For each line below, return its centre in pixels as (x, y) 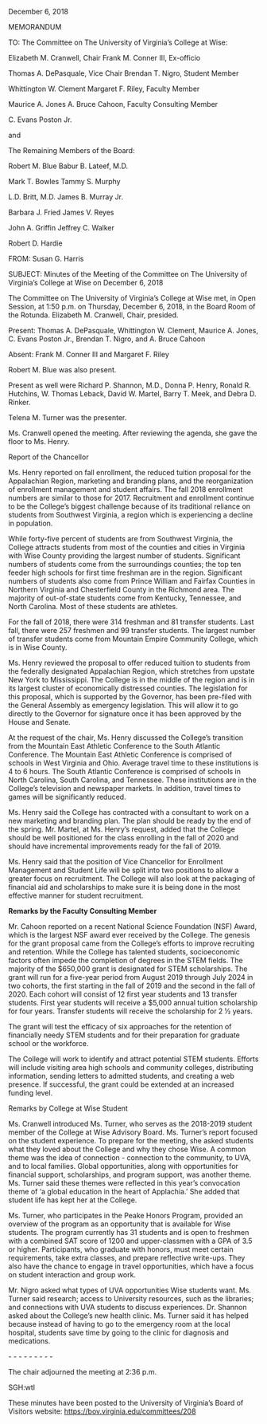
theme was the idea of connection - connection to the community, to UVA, (130, 1158)
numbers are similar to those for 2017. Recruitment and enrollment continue (131, 498)
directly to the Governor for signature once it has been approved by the (125, 714)
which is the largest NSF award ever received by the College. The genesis (129, 935)
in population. (31, 523)
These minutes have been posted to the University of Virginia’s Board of (126, 1403)
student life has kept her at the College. (73, 1200)
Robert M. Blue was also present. (62, 370)
